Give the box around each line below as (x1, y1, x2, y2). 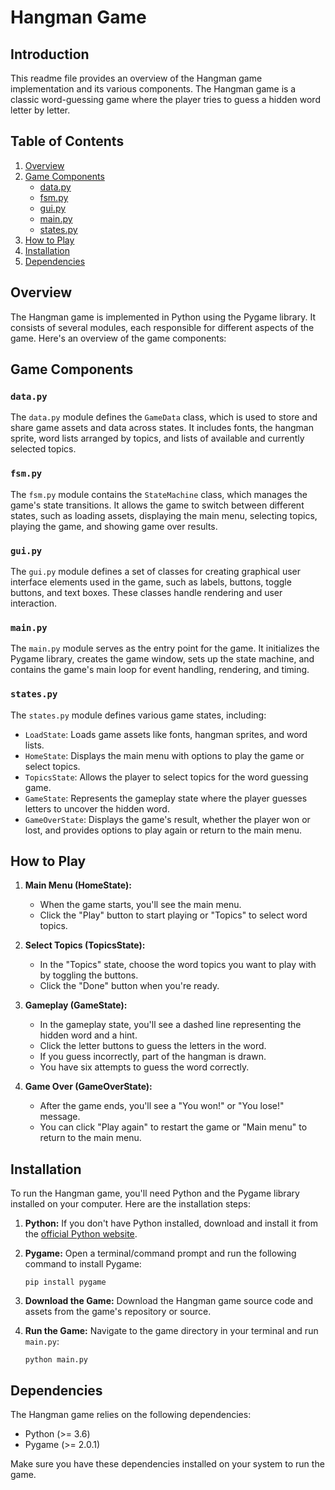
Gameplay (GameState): (24, 999, 128, 1011)
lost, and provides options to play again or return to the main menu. (24, 824, 303, 836)
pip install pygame (24, 1277, 107, 1288)
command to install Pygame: (24, 1258, 142, 1270)
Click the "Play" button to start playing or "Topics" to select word (39, 909, 308, 921)
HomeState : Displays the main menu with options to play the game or (24, 749, 305, 761)
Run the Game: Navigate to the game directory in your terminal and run (24, 1325, 319, 1337)
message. (39, 1111, 81, 1123)
